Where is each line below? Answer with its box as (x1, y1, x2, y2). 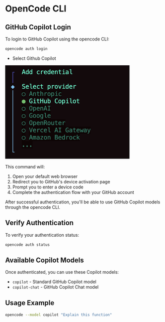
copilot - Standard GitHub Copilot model (12, 279, 97, 285)
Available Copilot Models (5, 256, 84, 264)
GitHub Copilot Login (5, 23, 71, 31)
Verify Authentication (5, 219, 74, 227)
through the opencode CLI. (5, 204, 61, 210)
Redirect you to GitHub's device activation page (12, 178, 110, 184)
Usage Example (5, 299, 55, 307)
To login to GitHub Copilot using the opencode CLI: (5, 36, 109, 42)
